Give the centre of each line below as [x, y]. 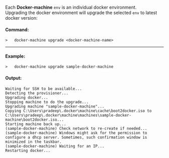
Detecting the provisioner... [37, 93]
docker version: [21, 18]
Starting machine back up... [36, 124]
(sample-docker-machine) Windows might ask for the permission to [76, 133]
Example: [15, 56]
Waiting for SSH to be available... [44, 89]
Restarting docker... [28, 150]
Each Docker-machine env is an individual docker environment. [71, 7]
